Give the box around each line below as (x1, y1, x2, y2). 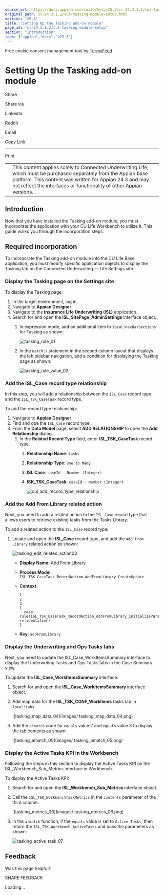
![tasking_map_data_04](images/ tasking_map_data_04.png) (12, 713, 133, 719)
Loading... (5, 884, 25, 890)
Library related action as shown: (12, 541, 78, 547)
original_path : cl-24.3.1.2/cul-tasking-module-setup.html (5, 12, 128, 17)
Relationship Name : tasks (26, 451, 80, 457)
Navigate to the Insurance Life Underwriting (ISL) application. (12, 309, 138, 315)
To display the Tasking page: (5, 289, 63, 295)
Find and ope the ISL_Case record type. (12, 420, 91, 426)
